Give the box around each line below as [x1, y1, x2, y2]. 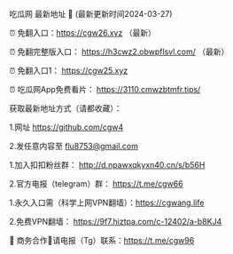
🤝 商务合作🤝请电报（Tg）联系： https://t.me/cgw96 [9, 235, 195, 245]
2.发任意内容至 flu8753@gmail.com [9, 141, 139, 151]
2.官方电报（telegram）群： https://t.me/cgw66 [9, 179, 183, 189]
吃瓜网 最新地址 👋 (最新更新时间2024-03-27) [9, 9, 173, 19]
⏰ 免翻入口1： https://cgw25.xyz [9, 66, 128, 75]
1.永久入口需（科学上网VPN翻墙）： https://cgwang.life [9, 197, 205, 208]
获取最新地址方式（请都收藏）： [9, 103, 122, 114]
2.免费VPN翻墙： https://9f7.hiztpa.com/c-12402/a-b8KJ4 [9, 217, 222, 226]
